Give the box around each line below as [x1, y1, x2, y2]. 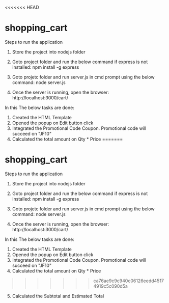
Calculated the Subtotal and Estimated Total [12, 293, 104, 299]
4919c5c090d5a [93, 283, 128, 289]
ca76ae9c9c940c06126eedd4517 [93, 278, 164, 284]
